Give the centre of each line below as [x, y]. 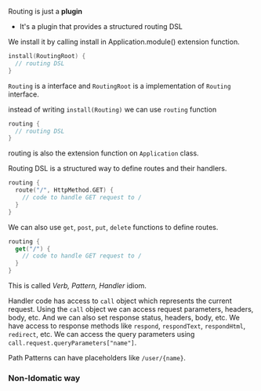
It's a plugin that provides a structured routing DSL [101, 26]
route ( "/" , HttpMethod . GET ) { [64, 190]
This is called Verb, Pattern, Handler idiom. [78, 285]
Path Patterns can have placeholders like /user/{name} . [97, 358]
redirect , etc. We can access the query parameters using [101, 334]
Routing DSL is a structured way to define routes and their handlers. [118, 169]
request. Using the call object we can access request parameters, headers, [131, 309]
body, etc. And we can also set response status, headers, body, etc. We [124, 318]
